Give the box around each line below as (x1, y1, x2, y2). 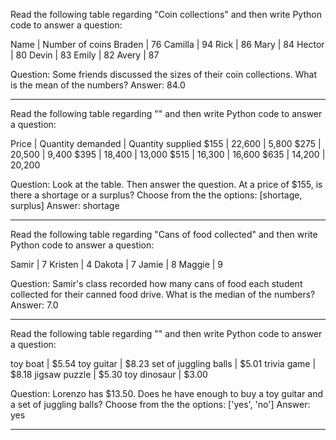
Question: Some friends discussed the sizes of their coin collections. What (10, 69, 317, 80)
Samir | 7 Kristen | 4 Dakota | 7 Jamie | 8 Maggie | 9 (10, 259, 224, 270)
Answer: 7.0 (10, 299, 59, 311)
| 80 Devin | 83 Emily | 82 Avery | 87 (10, 49, 160, 61)
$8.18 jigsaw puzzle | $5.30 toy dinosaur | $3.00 (10, 369, 208, 380)
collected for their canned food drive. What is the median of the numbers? (10, 289, 316, 300)
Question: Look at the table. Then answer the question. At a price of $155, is (10, 179, 323, 190)
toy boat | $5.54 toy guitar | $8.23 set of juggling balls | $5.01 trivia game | (10, 358, 317, 369)
